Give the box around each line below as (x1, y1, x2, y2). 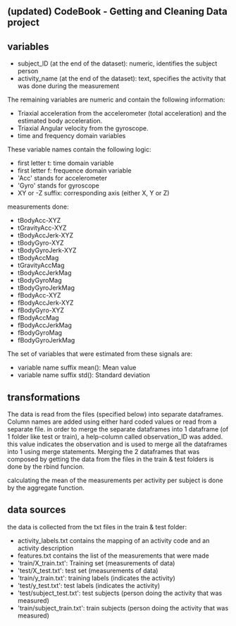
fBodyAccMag (17, 314, 59, 322)
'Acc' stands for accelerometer (17, 174, 108, 183)
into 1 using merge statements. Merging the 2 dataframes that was (7, 448, 200, 456)
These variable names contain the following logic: (7, 145, 151, 154)
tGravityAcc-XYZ (17, 223, 67, 232)
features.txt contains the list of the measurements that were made (17, 551, 209, 560)
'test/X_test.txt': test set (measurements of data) (17, 566, 159, 575)
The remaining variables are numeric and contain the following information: (7, 95, 225, 104)
